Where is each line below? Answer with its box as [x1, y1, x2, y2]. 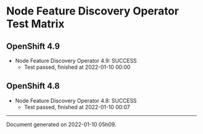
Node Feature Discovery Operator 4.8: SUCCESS [14, 97, 137, 104]
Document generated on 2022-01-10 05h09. [6, 121, 117, 128]
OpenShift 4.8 [6, 81, 60, 91]
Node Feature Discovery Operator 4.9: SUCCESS [14, 57, 137, 64]
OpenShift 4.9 [6, 41, 60, 51]
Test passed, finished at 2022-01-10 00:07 [24, 103, 130, 110]
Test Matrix [6, 17, 65, 31]
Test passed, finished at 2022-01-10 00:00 [24, 63, 131, 71]
